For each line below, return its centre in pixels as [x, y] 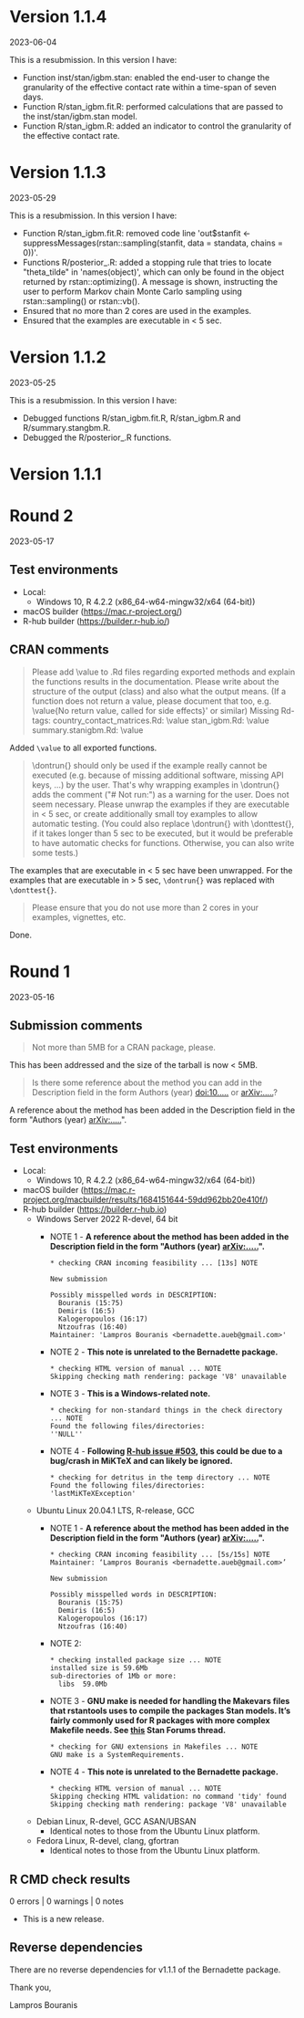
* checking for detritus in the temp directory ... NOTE [160, 1478]
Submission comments [76, 1025]
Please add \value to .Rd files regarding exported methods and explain [163, 672]
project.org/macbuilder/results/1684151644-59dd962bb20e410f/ [144, 1200]
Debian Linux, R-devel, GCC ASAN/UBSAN [116, 1822]
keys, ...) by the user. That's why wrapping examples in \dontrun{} [156, 784]
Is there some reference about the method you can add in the [147, 1082]
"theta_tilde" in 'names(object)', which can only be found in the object [153, 272]
